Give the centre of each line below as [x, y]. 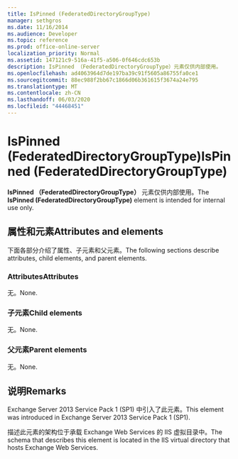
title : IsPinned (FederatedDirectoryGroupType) [79, 14]
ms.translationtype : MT [43, 87]
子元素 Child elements [45, 313]
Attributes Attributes [43, 276]
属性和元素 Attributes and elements [85, 232]
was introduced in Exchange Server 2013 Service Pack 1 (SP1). [99, 417]
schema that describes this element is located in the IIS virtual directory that [119, 440]
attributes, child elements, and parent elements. [77, 258]
